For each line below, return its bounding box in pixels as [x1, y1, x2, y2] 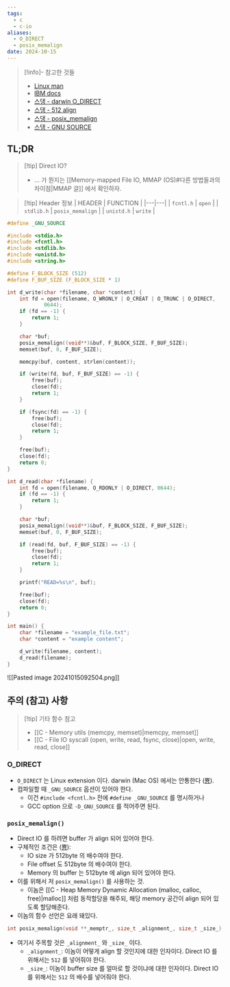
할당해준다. [40, 903, 70, 911]
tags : [7, 10, 23, 17]
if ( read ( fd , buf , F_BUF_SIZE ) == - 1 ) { [19, 541, 136, 548]
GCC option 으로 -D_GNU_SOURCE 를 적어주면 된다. [27, 802, 160, 810]
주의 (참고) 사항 [7, 695, 68, 707]
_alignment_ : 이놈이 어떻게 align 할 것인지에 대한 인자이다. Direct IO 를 [27, 947, 218, 955]
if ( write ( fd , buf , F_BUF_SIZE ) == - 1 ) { [19, 371, 140, 378]
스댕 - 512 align [34, 106, 77, 114]
